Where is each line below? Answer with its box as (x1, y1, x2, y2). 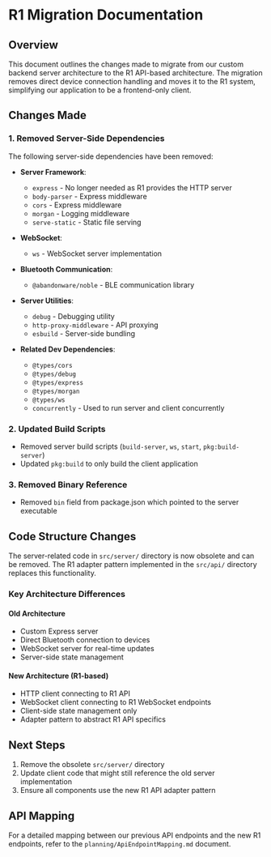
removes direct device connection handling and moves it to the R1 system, (8, 77, 256, 86)
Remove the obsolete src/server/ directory (19, 760, 165, 770)
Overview (8, 38, 59, 52)
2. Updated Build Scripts (8, 423, 106, 434)
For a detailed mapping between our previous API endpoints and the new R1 (8, 830, 261, 840)
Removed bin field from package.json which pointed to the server (19, 497, 239, 507)
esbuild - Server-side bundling (32, 328, 136, 338)
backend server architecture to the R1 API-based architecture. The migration (8, 68, 263, 78)
